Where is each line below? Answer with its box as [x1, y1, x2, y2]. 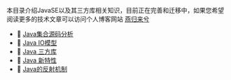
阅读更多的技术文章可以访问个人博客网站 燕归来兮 [6, 15, 150, 23]
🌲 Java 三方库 [16, 48, 57, 55]
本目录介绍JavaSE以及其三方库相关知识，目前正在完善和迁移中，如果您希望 [6, 6, 225, 14]
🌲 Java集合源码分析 [16, 30, 74, 38]
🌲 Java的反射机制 [16, 65, 68, 73]
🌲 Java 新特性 [16, 56, 57, 65]
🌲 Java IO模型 [16, 39, 57, 47]
